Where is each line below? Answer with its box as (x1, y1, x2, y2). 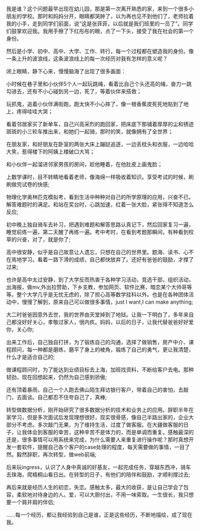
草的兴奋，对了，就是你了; (6, 236, 71, 243)
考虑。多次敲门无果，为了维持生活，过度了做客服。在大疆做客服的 (21, 421, 183, 428)
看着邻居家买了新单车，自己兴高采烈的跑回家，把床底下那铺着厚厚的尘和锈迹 (6, 121, 194, 127)
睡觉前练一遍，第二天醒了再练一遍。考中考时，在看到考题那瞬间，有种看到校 (6, 229, 194, 235)
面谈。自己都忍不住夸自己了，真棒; (21, 393, 107, 401)
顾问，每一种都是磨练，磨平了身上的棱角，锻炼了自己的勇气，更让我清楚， (11, 346, 194, 353)
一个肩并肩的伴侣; (11, 499, 55, 505)
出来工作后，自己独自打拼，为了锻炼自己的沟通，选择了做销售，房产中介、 (6, 339, 189, 345)
